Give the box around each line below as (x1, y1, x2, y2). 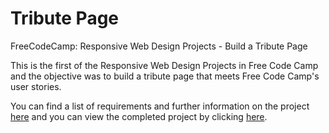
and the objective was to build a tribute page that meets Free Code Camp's (10, 70, 320, 82)
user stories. (10, 80, 62, 92)
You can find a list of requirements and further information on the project (10, 100, 310, 112)
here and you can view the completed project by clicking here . (10, 110, 268, 122)
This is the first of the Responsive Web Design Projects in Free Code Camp (10, 59, 319, 71)
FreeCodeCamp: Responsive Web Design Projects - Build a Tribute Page (10, 40, 308, 52)
